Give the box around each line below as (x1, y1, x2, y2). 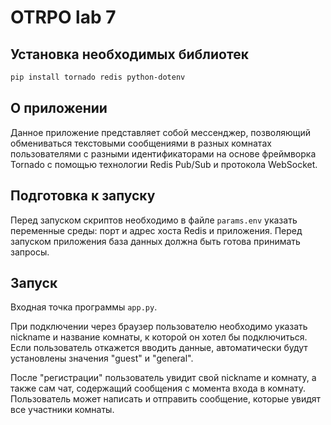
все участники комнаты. (10, 404, 115, 416)
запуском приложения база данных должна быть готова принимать (10, 235, 301, 247)
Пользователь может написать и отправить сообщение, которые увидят (10, 393, 322, 405)
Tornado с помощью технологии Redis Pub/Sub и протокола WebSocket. (10, 158, 318, 170)
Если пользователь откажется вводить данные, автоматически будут (10, 342, 308, 354)
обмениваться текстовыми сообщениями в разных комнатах (10, 137, 272, 149)
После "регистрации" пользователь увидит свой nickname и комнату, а (10, 372, 317, 384)
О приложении (10, 100, 108, 117)
